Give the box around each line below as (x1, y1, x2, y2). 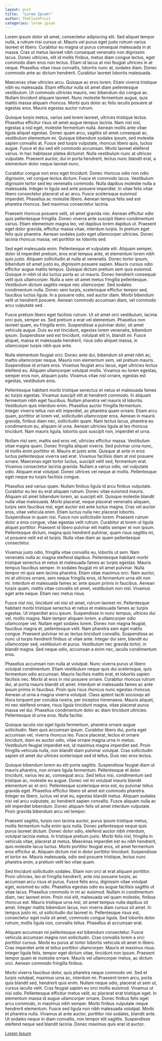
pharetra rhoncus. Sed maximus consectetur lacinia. (5, 201, 109, 207)
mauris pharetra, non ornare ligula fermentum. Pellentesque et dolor (5, 767, 141, 773)
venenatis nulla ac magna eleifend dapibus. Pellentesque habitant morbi (5, 555, 148, 561)
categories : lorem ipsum (5, 20, 55, 26)
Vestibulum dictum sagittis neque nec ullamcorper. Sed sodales (5, 282, 132, 288)
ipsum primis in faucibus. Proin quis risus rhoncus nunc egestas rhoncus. (5, 687, 151, 692)
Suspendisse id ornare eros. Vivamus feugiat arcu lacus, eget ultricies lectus (5, 362, 158, 368)
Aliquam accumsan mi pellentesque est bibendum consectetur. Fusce (5, 929, 144, 935)
